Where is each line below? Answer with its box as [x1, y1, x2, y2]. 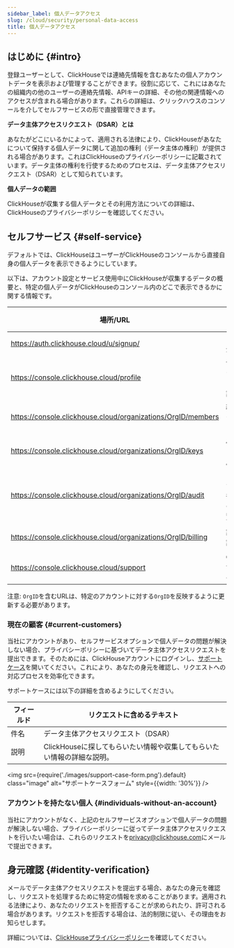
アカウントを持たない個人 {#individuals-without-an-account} [7, 798, 217, 808]
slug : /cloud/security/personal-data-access [7, 17, 139, 24]
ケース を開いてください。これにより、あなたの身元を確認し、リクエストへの [7, 663, 226, 672]
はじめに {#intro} [7, 50, 81, 63]
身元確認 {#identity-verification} [7, 864, 150, 875]
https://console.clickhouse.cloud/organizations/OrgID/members [10, 412, 219, 421]
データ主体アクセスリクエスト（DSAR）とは [7, 120, 134, 129]
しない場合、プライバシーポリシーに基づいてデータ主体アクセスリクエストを [7, 646, 226, 654]
